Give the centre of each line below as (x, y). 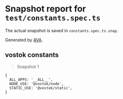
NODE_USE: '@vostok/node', (37, 84)
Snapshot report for (46, 9)
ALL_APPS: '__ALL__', (31, 80)
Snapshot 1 (28, 66)
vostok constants (32, 55)
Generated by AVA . (24, 40)
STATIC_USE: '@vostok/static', (41, 88)
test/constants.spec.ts (53, 18)
